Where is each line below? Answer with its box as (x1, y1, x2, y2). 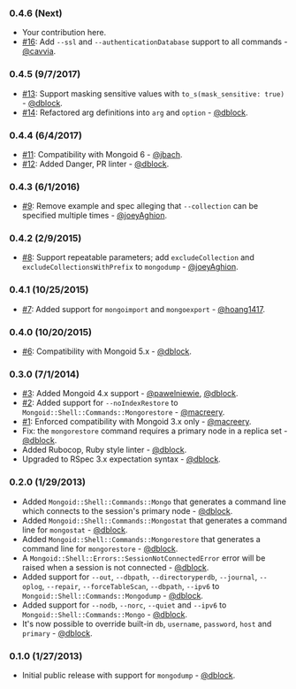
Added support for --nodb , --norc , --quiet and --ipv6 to (21, 600, 227, 610)
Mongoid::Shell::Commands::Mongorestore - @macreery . (21, 407, 225, 417)
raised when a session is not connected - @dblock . (21, 562, 209, 572)
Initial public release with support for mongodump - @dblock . (21, 670, 236, 680)
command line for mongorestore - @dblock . (21, 543, 178, 554)
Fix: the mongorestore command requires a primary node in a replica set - (21, 425, 288, 436)
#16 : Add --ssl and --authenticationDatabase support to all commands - (21, 36, 288, 47)
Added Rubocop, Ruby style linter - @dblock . (21, 445, 187, 456)
